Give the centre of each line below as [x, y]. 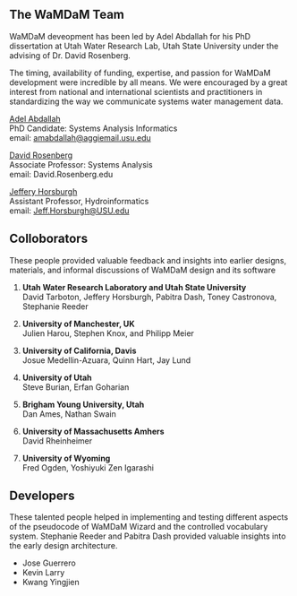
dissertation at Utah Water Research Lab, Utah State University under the [144, 46]
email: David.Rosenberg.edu [61, 174]
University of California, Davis [79, 350]
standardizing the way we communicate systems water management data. [146, 101]
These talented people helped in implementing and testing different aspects [149, 517]
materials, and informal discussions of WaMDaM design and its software [142, 270]
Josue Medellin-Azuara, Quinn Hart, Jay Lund [106, 360]
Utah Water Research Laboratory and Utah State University [134, 287]
